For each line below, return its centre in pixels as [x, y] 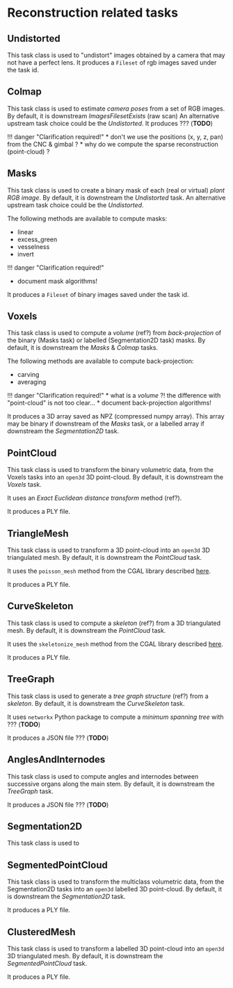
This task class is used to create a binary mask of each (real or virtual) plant [116, 190]
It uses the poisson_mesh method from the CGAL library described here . [109, 571]
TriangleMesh [38, 533]
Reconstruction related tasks [93, 13]
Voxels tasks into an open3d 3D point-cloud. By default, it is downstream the [115, 477]
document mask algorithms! [57, 281]
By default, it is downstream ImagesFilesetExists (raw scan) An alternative [113, 115]
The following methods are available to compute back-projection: [101, 361]
